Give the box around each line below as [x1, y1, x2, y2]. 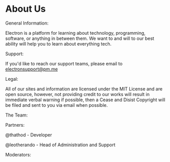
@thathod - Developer [5, 131, 52, 138]
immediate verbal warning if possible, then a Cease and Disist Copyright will [5, 97, 165, 103]
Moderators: [5, 151, 32, 157]
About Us [5, 3, 46, 15]
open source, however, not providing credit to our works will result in [5, 91, 150, 97]
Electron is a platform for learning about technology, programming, [5, 30, 145, 36]
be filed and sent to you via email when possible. [5, 102, 108, 108]
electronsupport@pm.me [5, 66, 58, 72]
